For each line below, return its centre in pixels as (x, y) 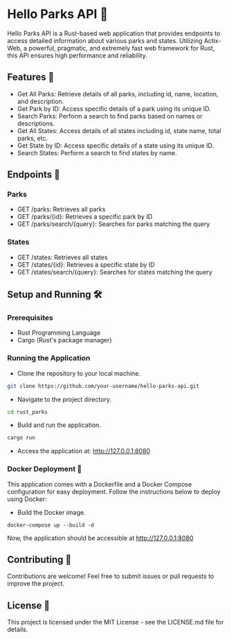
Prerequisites (30, 318)
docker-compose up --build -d (51, 525)
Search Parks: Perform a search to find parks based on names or (110, 116)
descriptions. (36, 123)
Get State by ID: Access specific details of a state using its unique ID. (115, 146)
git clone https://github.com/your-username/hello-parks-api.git (103, 386)
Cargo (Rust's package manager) (64, 340)
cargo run (21, 438)
